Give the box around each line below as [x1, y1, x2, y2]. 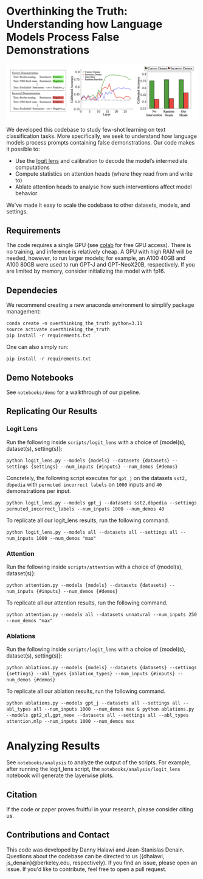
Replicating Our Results [6, 406, 98, 417]
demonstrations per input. [6, 487, 71, 495]
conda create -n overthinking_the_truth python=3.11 [6, 320, 143, 327]
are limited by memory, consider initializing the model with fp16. [6, 267, 165, 275]
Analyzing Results [6, 739, 100, 753]
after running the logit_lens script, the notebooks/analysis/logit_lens [6, 766, 181, 773]
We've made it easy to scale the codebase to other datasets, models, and [6, 201, 190, 209]
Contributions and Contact [6, 830, 109, 840]
